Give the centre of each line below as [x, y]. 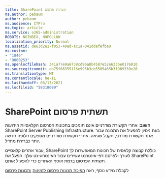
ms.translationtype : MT [30, 74]
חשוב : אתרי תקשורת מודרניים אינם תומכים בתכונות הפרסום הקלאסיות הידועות [78, 125]
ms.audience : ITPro [25, 23]
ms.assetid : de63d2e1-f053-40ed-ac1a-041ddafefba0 [58, 46]
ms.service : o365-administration [39, 32]
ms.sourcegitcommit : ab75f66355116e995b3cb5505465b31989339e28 [71, 69]
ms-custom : [16, 51]
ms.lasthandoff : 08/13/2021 [34, 83]
